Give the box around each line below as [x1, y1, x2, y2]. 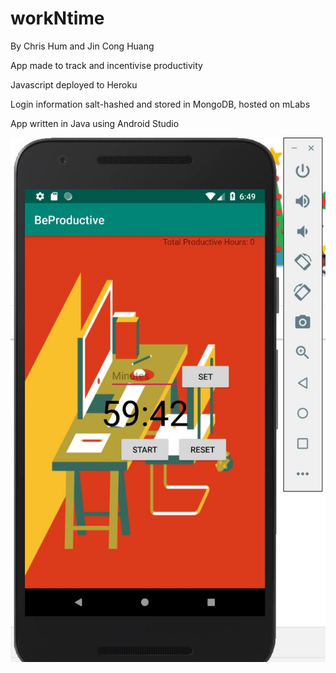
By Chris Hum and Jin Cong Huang [10, 40, 155, 52]
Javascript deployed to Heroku [10, 78, 138, 91]
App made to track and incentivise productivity [10, 59, 203, 71]
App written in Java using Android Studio [10, 117, 180, 129]
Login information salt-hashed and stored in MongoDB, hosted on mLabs [10, 98, 311, 110]
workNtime [10, 7, 105, 30]
